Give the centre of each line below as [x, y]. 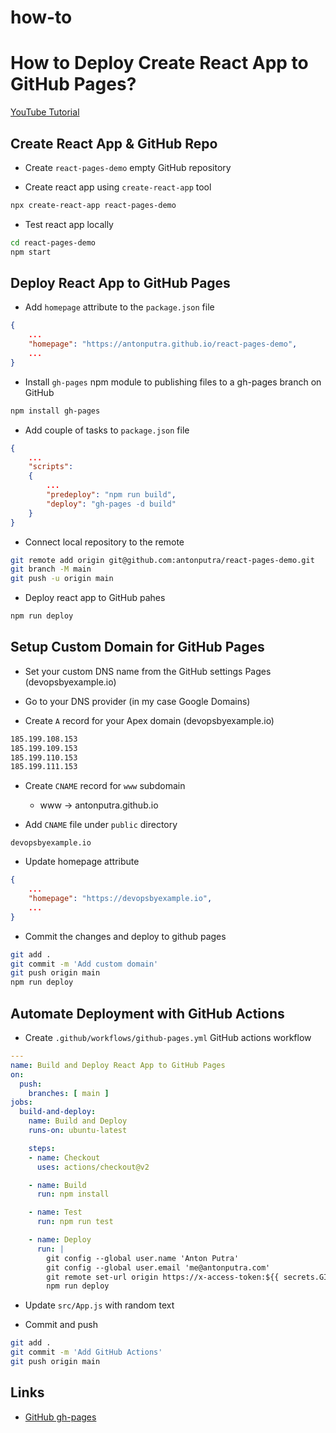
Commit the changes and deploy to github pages [125, 936]
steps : [42, 1148]
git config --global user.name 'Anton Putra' [143, 1258]
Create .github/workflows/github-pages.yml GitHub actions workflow [168, 1037]
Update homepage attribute [82, 862]
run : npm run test [75, 1222]
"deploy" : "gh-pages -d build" [111, 504]
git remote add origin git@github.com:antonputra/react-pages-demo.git [162, 560]
